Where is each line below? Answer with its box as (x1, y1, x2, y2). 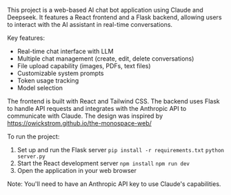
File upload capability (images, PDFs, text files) (17, 62, 151, 70)
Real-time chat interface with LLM (17, 48, 114, 55)
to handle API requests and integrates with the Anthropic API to (7, 105, 187, 112)
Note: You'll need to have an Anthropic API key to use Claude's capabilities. (7, 180, 221, 188)
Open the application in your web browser (17, 167, 137, 174)
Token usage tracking (17, 76, 79, 85)
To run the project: (7, 132, 60, 141)
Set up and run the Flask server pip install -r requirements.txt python (17, 146, 224, 154)
